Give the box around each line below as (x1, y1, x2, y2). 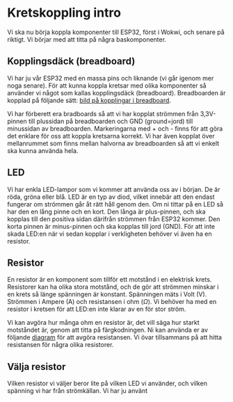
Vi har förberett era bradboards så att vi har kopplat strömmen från (7, 109, 199, 118)
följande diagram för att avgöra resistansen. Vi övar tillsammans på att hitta (7, 333, 223, 341)
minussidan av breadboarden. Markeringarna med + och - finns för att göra (7, 124, 223, 133)
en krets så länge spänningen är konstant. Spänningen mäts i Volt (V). (7, 290, 207, 298)
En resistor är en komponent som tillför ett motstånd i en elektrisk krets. (7, 275, 212, 284)
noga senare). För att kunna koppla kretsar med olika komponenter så (7, 81, 207, 90)
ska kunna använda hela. (7, 146, 79, 154)
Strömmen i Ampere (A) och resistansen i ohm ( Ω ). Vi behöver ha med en (7, 298, 217, 306)
